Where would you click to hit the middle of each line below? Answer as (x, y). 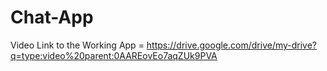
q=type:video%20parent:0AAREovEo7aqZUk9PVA (114, 55)
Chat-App (52, 17)
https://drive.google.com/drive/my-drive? (232, 45)
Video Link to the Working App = (77, 45)
